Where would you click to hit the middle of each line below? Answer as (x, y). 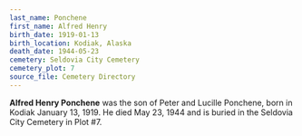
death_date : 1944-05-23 (54, 52)
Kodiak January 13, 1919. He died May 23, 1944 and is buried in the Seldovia (151, 112)
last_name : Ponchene (49, 18)
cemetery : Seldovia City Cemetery (75, 60)
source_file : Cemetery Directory (73, 77)
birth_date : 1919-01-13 (54, 34)
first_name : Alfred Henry (58, 26)
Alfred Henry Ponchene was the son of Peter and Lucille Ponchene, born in (151, 102)
